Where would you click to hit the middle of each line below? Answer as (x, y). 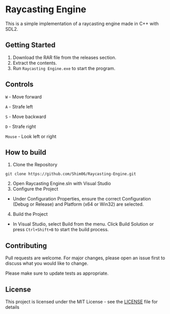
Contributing (26, 246)
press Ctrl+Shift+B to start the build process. (61, 230)
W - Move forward (24, 97)
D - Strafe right (21, 126)
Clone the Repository (35, 165)
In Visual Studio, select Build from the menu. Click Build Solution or (83, 224)
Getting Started (30, 45)
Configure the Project (35, 189)
